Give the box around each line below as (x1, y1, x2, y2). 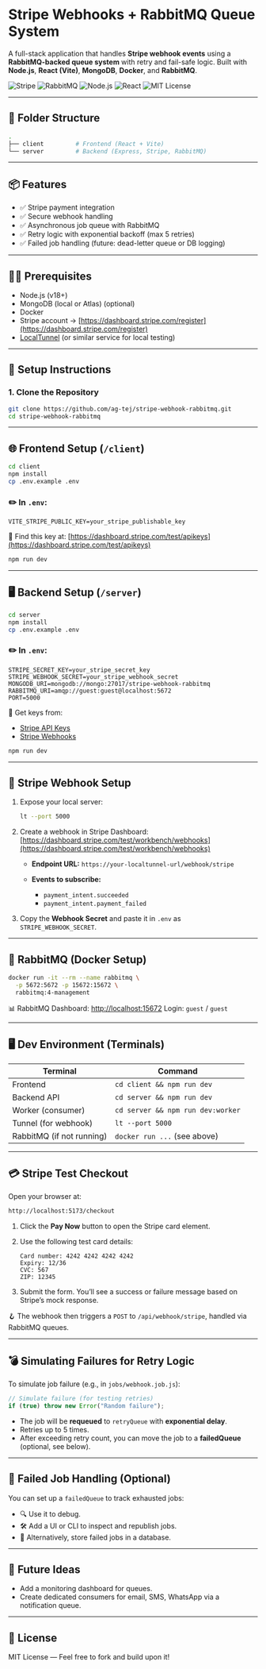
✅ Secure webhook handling (19, 212, 113, 222)
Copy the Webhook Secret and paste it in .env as (19, 914, 181, 923)
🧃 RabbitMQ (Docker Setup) (8, 953, 147, 966)
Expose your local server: (19, 797, 103, 807)
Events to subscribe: (31, 875, 101, 885)
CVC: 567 (19, 1266, 49, 1274)
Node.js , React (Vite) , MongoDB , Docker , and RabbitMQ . (8, 65, 198, 75)
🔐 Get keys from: (8, 707, 63, 717)
